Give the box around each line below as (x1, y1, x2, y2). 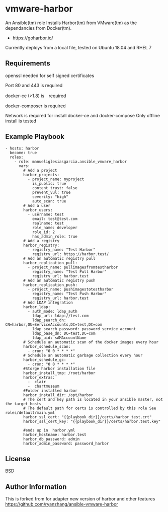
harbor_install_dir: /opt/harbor (23, 392, 94, 398)
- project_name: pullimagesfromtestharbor (27, 265, 118, 270)
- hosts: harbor (5, 145, 39, 151)
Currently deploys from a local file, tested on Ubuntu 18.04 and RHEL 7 (5, 44, 152, 50)
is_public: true (32, 181, 66, 186)
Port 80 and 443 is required (5, 82, 63, 88)
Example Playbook (5, 132, 64, 141)
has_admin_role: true (32, 234, 78, 239)
